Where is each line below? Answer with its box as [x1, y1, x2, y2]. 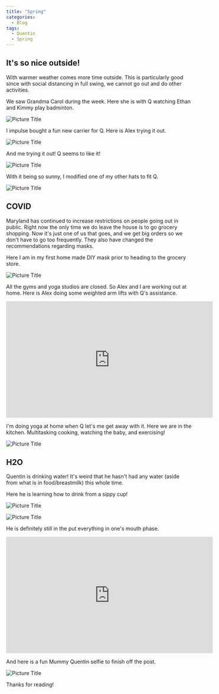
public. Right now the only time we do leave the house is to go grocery [6, 223, 178, 231]
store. [6, 260, 21, 267]
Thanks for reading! [6, 681, 54, 688]
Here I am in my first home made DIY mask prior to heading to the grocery [6, 254, 187, 261]
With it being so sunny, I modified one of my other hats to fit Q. [6, 173, 158, 180]
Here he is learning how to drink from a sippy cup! [6, 490, 128, 498]
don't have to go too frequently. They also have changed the [6, 236, 153, 243]
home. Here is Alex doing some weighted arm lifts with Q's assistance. [6, 289, 178, 296]
